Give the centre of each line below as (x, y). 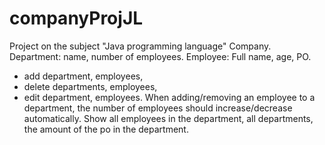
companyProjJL (76, 18)
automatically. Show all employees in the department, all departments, (168, 118)
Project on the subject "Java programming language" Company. (140, 46)
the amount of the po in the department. (106, 129)
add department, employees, (83, 76)
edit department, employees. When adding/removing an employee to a (169, 97)
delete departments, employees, (90, 86)
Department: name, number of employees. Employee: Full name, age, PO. (160, 56)
